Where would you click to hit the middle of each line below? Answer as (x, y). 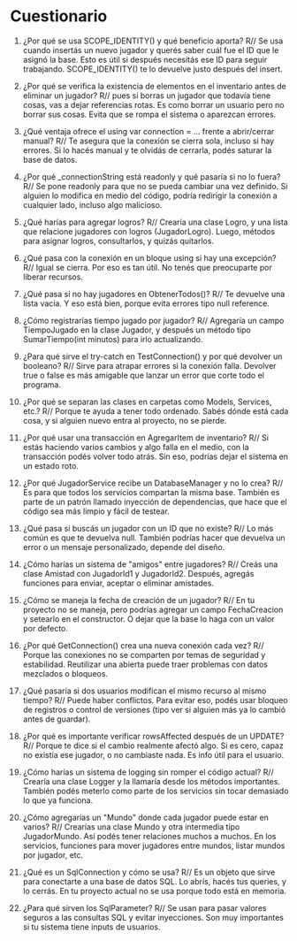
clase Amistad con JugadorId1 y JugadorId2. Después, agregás (138, 573)
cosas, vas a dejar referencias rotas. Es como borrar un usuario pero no (153, 104)
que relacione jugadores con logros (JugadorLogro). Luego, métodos (149, 231)
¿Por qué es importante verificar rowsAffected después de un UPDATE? (153, 736)
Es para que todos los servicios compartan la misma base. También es (151, 492)
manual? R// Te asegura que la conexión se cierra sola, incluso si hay (148, 141)
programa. (42, 384)
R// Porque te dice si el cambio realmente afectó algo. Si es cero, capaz (153, 746)
